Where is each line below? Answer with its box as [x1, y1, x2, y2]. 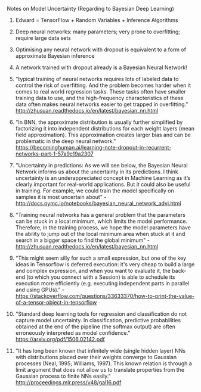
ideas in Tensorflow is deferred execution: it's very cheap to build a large [15, 261, 195, 267]
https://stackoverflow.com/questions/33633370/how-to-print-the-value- [15, 293, 195, 300]
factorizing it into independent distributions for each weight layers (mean [15, 125, 195, 132]
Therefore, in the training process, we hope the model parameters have [15, 224, 191, 231]
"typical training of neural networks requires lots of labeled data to [15, 76, 179, 82]
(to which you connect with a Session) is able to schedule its [26, 273, 175, 281]
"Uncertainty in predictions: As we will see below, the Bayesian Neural [15, 162, 188, 169]
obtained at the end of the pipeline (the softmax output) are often [15, 323, 175, 330]
